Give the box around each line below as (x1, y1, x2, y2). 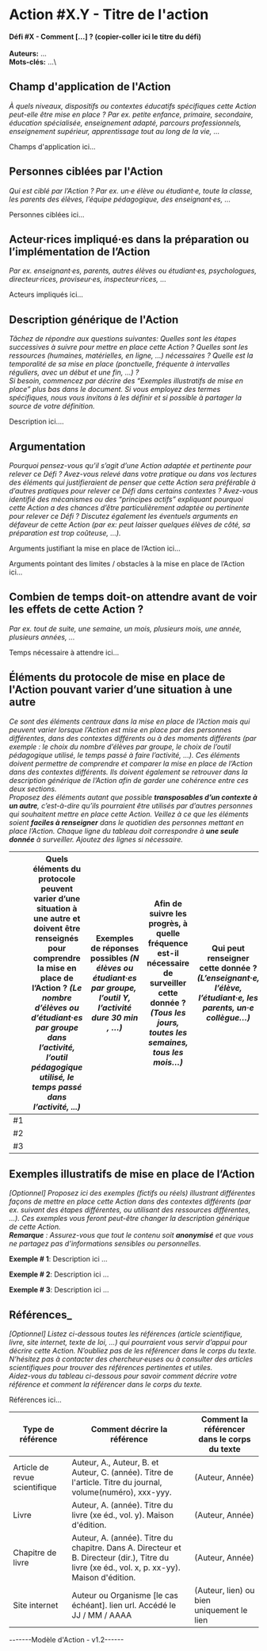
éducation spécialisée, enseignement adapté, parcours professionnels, (9, 117, 242, 128)
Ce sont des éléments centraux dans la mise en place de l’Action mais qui (9, 716, 250, 726)
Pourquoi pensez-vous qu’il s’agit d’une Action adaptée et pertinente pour (9, 461, 252, 470)
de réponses (90, 943, 139, 954)
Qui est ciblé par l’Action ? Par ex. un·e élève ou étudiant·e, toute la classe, (9, 186, 253, 195)
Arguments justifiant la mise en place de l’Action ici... (9, 543, 181, 553)
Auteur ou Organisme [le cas (71, 1590, 179, 1601)
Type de (22, 1424, 55, 1435)
